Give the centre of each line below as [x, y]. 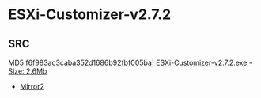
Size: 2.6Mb [28, 71]
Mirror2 [32, 86]
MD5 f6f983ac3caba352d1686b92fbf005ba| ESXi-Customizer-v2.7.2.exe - [130, 62]
